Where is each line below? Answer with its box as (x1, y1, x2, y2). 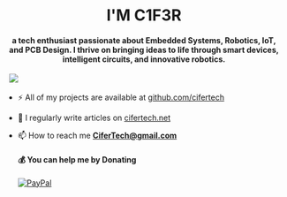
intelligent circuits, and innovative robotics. (62, 54, 226, 64)
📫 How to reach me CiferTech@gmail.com (17, 130, 177, 141)
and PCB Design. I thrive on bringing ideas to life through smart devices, (8, 44, 280, 55)
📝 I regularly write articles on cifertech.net (17, 112, 171, 124)
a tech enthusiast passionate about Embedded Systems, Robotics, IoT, (11, 34, 276, 45)
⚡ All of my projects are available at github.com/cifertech (17, 92, 225, 102)
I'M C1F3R (106, 5, 182, 26)
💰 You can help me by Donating (17, 154, 137, 164)
